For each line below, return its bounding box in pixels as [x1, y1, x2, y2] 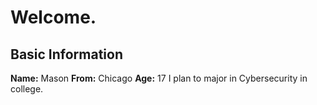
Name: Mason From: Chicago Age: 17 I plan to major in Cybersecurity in [10, 72, 308, 84]
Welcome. [10, 6, 97, 29]
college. [10, 83, 44, 95]
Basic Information [10, 46, 124, 63]
